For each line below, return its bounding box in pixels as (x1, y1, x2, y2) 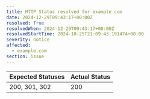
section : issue (6, 53, 45, 59)
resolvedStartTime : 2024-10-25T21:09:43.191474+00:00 (6, 31, 145, 37)
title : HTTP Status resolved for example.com (6, 8, 122, 15)
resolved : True (6, 20, 45, 26)
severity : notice (6, 37, 50, 43)
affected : (6, 43, 31, 49)
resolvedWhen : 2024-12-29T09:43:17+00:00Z (6, 25, 114, 32)
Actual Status (70, 73, 110, 81)
